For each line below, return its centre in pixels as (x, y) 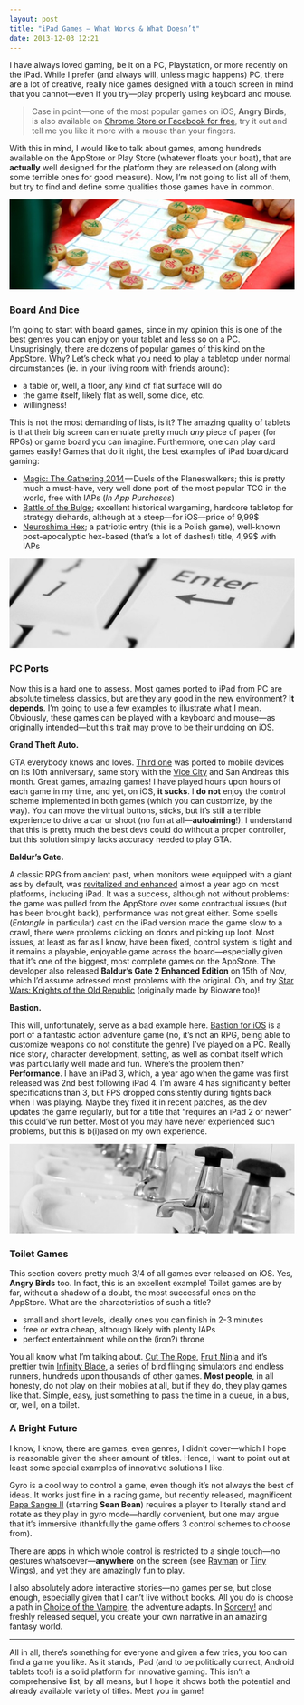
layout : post (34, 19)
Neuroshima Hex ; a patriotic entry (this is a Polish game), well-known (151, 527)
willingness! (44, 405)
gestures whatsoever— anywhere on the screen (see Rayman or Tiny (138, 1560)
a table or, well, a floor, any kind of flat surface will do (122, 386)
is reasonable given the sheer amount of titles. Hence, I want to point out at (149, 1458)
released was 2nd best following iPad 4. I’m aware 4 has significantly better (150, 1082)
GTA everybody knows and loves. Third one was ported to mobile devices (147, 762)
